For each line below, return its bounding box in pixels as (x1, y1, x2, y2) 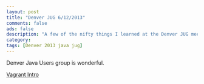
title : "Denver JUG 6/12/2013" (6, 15, 86, 21)
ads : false (6, 25, 34, 32)
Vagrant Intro (6, 71, 39, 78)
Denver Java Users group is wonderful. (6, 59, 104, 66)
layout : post (6, 8, 39, 15)
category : (6, 37, 32, 43)
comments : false (6, 20, 47, 26)
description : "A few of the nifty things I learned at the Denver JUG (6, 31, 189, 37)
